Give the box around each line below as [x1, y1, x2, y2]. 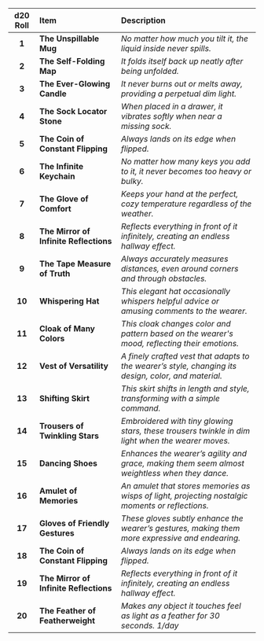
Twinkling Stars [38, 430, 100, 441]
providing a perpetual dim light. [120, 88, 237, 99]
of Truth [38, 268, 71, 278]
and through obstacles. [120, 273, 207, 284]
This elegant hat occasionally [120, 286, 230, 297]
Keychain [38, 171, 75, 182]
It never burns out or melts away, [120, 79, 244, 89]
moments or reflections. [120, 500, 209, 510]
